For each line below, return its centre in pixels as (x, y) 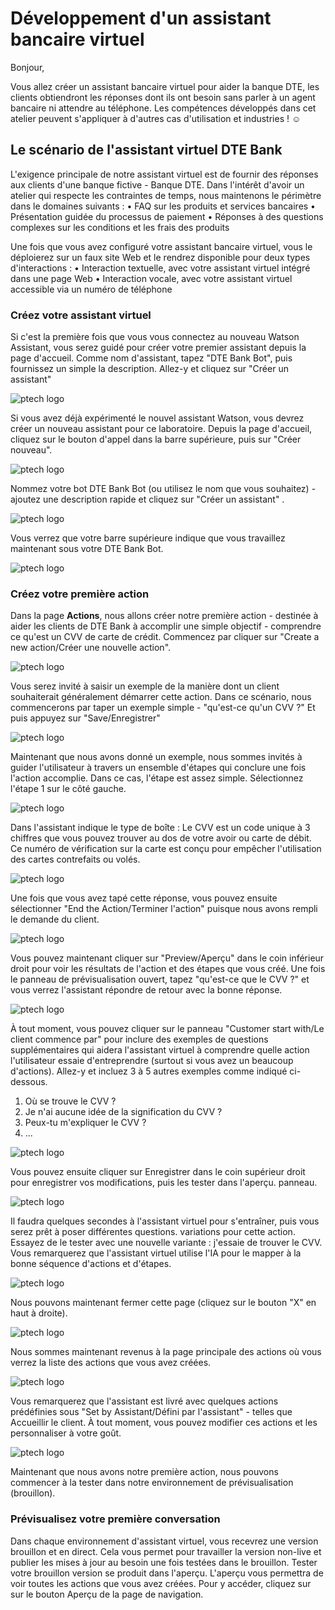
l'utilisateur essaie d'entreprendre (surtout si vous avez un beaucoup (152, 1061)
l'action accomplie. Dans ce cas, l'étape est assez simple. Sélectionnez (157, 778)
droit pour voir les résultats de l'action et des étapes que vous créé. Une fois (168, 969)
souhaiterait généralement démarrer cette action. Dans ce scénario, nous (161, 697)
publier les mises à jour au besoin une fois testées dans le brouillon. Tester (164, 1562)
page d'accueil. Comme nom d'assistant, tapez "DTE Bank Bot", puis (151, 358)
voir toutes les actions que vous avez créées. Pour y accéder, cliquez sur (161, 1583)
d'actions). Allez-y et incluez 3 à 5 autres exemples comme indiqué (149, 1071)
